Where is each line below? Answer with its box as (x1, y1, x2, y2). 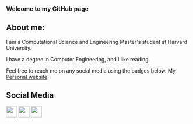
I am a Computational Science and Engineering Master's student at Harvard (6, 38, 188, 45)
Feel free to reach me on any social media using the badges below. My (6, 67, 176, 74)
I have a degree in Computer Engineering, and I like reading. (6, 56, 150, 63)
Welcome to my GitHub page (6, 5, 89, 13)
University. (6, 44, 32, 51)
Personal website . (6, 73, 49, 80)
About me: (6, 23, 45, 33)
